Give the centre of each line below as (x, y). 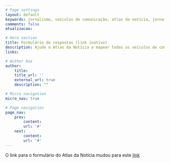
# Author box (19, 61)
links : (12, 52)
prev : (20, 117)
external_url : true (35, 80)
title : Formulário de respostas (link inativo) (56, 43)
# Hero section (21, 38)
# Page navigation (25, 108)
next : (20, 131)
